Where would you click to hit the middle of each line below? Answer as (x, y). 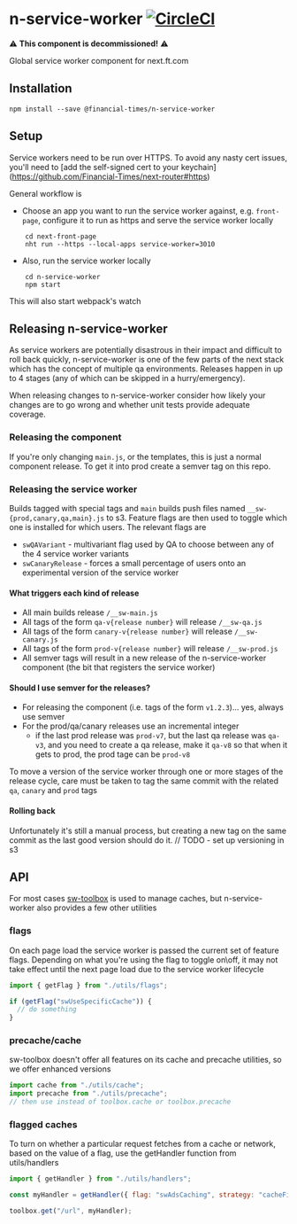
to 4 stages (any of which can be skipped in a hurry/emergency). (127, 378)
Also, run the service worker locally (87, 261)
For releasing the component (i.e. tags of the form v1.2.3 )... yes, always (153, 707)
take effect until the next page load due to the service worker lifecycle (137, 969)
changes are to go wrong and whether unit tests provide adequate (129, 405)
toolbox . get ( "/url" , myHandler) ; (71, 1211)
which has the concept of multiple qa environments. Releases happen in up (146, 369)
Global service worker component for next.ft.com (99, 60)
